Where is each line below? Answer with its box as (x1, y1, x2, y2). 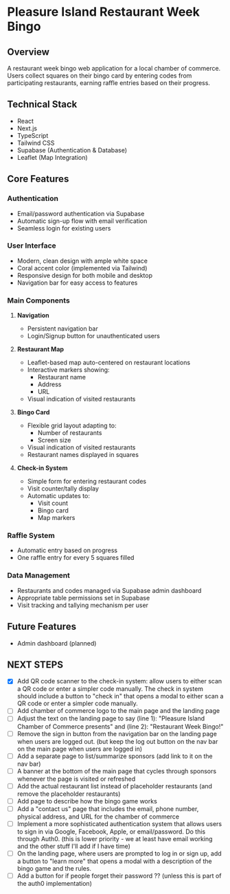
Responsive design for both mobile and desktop (16, 271, 153, 279)
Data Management (7, 571, 71, 580)
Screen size (37, 436, 71, 445)
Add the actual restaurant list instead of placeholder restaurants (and (16, 781, 213, 790)
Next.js (16, 124, 38, 132)
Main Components (7, 296, 70, 305)
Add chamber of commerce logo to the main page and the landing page (16, 707, 220, 715)
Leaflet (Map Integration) (16, 153, 88, 161)
